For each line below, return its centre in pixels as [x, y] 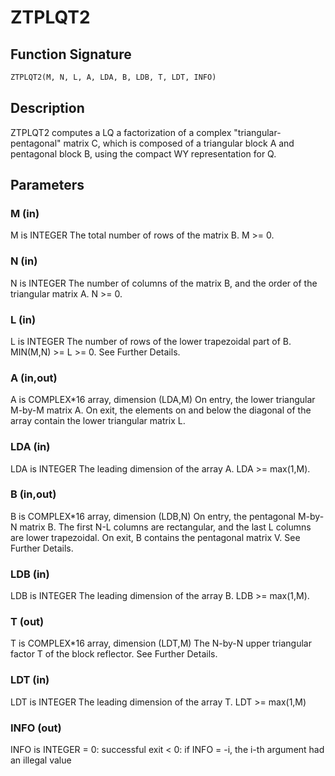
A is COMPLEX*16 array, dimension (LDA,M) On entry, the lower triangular [163, 400]
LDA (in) [30, 447]
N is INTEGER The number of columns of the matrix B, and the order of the [164, 283]
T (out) [27, 622]
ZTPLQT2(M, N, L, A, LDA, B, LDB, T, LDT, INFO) [113, 77]
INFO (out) [36, 728]
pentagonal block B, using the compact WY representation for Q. [143, 153]
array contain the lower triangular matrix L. [98, 421]
